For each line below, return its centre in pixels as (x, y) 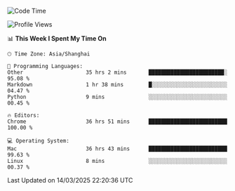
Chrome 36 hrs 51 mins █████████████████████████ (117, 121)
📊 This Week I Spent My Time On (57, 38)
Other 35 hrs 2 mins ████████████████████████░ (117, 72)
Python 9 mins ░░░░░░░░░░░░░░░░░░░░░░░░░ (117, 97)
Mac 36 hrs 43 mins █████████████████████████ (117, 149)
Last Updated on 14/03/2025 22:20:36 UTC (70, 180)
